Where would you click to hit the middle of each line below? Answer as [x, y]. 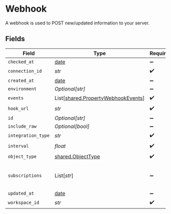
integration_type [29, 136]
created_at [21, 80]
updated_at [21, 193]
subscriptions [25, 175]
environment [22, 89]
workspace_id [24, 203]
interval [18, 146]
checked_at [21, 62]
